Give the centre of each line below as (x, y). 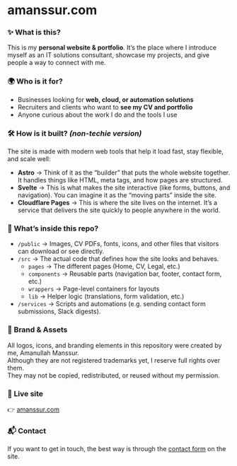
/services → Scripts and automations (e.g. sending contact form (112, 304)
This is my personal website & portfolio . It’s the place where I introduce (112, 47)
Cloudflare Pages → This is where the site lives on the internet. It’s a (117, 203)
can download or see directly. (61, 251)
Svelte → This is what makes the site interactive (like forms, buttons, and (124, 188)
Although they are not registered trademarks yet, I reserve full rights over (114, 360)
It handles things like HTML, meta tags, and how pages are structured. (120, 180)
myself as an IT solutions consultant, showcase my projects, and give (109, 55)
